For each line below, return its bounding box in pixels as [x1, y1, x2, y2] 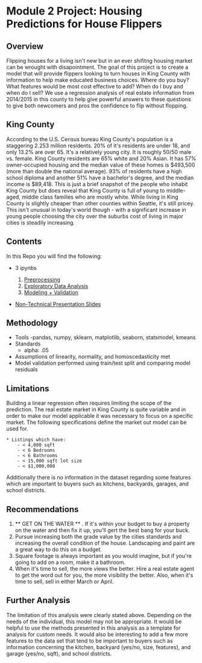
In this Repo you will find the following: [6, 252, 103, 260]
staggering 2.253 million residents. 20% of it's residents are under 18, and [6, 142, 191, 149]
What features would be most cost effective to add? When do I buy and [6, 83, 183, 90]
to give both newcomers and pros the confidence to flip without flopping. [6, 102, 188, 109]
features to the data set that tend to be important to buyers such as [6, 637, 173, 644]
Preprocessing [24, 276, 60, 283]
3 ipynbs [14, 264, 37, 271]
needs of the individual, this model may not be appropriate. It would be [6, 618, 182, 625]
